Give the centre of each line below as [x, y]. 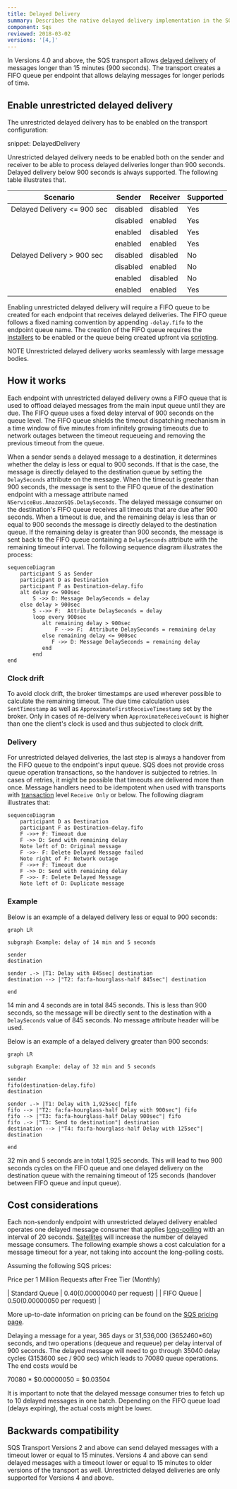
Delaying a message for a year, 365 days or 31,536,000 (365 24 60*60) [110, 1336]
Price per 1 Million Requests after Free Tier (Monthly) [84, 1279]
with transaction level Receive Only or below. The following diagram [105, 795]
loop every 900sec [60, 617]
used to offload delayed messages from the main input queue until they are [116, 405]
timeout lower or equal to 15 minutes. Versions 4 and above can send [108, 1455]
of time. [18, 83]
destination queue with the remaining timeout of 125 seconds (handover [112, 1175]
